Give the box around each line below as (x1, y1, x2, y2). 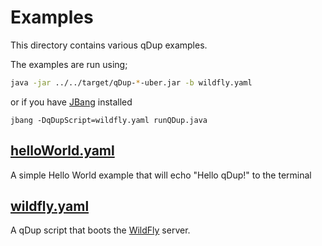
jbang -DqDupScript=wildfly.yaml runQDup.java (10, 115, 208, 125)
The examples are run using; (10, 58, 128, 70)
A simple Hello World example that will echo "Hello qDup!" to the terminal (10, 169, 312, 181)
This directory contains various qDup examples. (10, 39, 208, 51)
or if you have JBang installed (10, 96, 133, 108)
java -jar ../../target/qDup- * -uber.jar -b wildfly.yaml (10, 77, 253, 88)
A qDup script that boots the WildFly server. (10, 224, 191, 236)
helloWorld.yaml (10, 142, 115, 160)
